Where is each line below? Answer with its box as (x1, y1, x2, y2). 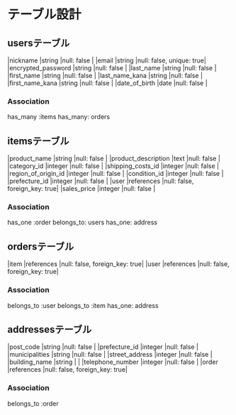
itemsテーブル (7, 135, 69, 147)
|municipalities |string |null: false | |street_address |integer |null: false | (7, 350, 213, 359)
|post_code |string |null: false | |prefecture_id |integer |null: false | (7, 343, 198, 351)
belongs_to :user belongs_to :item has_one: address (7, 301, 159, 309)
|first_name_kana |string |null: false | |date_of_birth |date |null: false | (7, 79, 208, 87)
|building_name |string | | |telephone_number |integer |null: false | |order (7, 358, 218, 366)
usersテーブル (7, 37, 70, 49)
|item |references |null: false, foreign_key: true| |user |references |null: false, (7, 260, 230, 268)
